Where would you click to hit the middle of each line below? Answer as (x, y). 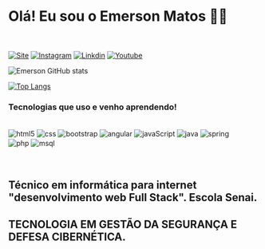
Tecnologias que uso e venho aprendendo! (93, 107)
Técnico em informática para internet (103, 185)
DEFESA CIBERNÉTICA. (67, 237)
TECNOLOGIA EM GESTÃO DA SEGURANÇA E (123, 225)
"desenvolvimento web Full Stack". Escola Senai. (133, 198)
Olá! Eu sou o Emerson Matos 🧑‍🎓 (118, 16)
